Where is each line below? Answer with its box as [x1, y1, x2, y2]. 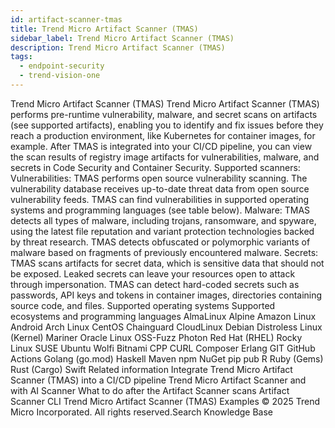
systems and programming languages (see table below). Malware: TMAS [10, 204, 311, 216]
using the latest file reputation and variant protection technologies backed [10, 225, 315, 237]
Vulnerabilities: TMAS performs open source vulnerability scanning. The [10, 172, 308, 184]
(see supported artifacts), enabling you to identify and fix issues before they [10, 119, 324, 131]
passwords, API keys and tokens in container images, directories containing [10, 289, 323, 301]
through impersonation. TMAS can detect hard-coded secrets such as [10, 278, 300, 290]
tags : [10, 52, 33, 62]
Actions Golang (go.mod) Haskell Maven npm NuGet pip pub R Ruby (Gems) [10, 352, 324, 365]
